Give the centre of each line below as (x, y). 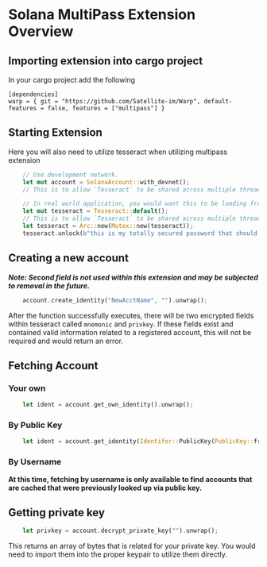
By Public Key (35, 425)
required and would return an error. (66, 341)
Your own (27, 388)
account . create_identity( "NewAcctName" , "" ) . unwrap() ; (115, 300)
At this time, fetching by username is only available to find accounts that (130, 479)
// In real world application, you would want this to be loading (135, 204)
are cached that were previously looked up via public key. (105, 488)
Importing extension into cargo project (106, 61)
